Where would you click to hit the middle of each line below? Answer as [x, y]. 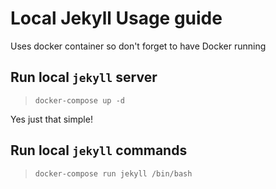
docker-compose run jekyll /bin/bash [113, 173]
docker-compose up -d [79, 100]
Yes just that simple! [51, 119]
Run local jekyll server [84, 77]
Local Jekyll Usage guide [116, 18]
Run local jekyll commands [99, 150]
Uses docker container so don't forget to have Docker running [138, 46]
